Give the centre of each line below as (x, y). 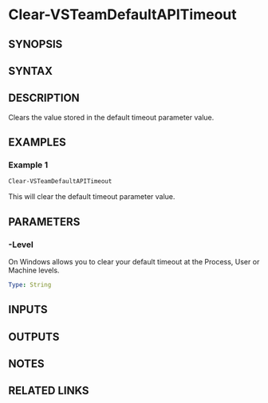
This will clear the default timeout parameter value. (92, 197)
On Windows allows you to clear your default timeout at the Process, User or (134, 262)
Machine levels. (34, 270)
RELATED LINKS (49, 391)
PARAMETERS (44, 222)
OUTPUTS (34, 336)
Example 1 (28, 165)
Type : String (30, 285)
